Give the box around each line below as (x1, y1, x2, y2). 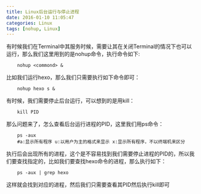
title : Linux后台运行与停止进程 (6, 8, 80, 15)
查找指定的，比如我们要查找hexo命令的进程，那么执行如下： (16, 158, 167, 165)
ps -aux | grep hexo (17, 170, 69, 176)
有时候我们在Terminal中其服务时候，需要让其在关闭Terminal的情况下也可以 (6, 43, 192, 50)
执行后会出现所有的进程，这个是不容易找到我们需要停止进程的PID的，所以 (6, 150, 190, 157)
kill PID (17, 109, 39, 115)
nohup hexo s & (17, 86, 56, 92)
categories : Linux (6, 20, 53, 26)
